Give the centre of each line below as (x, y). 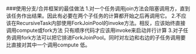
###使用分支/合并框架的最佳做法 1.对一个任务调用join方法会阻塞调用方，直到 (98, 8)
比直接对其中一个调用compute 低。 (48, 45)
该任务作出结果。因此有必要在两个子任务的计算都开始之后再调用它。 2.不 (94, 16)
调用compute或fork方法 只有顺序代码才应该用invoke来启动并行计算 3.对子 (94, 30)
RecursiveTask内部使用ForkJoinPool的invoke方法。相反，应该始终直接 (101, 23)
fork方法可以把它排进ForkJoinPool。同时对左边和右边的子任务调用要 (104, 37)
